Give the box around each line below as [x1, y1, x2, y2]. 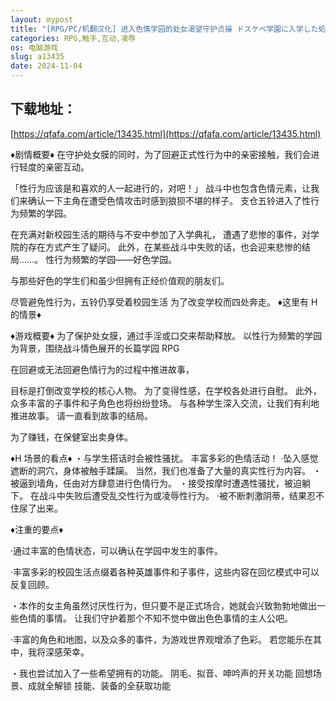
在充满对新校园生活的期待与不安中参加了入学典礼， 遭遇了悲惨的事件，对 [10, 228, 311, 240]
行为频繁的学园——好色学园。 [54, 253, 178, 265]
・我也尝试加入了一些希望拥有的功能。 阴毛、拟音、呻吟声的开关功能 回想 [10, 667, 313, 679]
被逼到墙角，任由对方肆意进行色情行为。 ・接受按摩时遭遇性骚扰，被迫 [10, 477, 302, 489]
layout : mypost [10, 14, 74, 25]
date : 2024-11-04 [10, 61, 83, 71]
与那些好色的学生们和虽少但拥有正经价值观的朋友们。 [10, 274, 230, 286]
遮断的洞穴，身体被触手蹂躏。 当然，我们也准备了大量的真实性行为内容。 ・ [10, 464, 322, 476]
